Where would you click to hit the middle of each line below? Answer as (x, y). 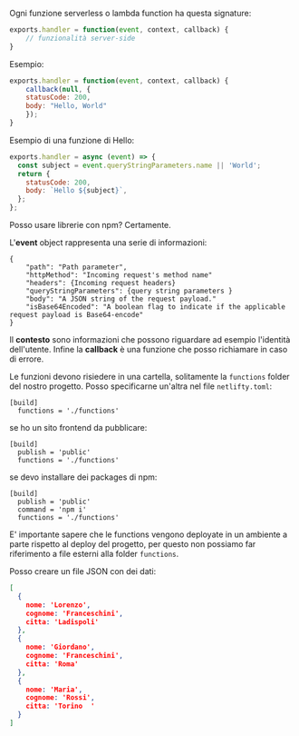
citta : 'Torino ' (60, 706)
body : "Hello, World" (66, 106)
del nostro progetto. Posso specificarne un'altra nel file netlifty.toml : (141, 386)
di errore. (27, 359)
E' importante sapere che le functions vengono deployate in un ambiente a (149, 534)
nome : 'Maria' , (54, 690)
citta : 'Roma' (52, 664)
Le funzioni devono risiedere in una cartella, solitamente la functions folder (149, 377)
